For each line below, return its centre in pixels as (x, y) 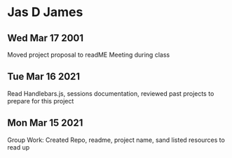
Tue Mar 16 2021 (44, 77)
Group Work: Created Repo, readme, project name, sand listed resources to (116, 140)
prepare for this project (41, 101)
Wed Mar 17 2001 (46, 38)
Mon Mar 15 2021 (45, 123)
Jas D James (45, 12)
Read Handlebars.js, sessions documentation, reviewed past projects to (111, 93)
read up (19, 147)
